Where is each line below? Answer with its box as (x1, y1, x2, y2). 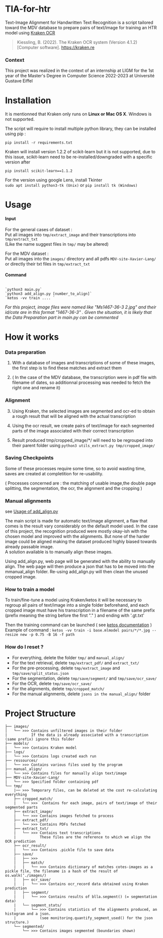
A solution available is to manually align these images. (5, 549, 113, 555)
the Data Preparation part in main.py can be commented (5, 314, 119, 320)
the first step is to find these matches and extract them (12, 365, 122, 371)
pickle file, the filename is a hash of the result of (5, 868, 118, 874)
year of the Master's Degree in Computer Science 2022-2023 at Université (5, 73, 155, 79)
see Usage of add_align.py (5, 508, 58, 514)
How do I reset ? (5, 644, 44, 650)
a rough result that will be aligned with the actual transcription (12, 413, 136, 419)
